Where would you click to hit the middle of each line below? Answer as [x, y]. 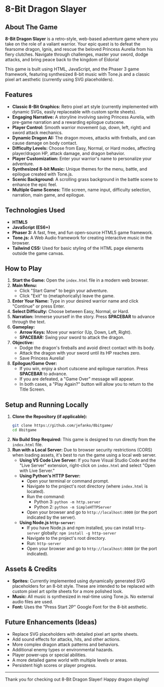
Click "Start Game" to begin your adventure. [64, 291]
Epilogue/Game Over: [34, 363]
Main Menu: [25, 286]
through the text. [29, 322]
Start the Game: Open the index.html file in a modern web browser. [80, 280]
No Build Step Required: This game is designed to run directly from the [84, 439]
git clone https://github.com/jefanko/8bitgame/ [62, 426]
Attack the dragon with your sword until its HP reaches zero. [80, 353]
